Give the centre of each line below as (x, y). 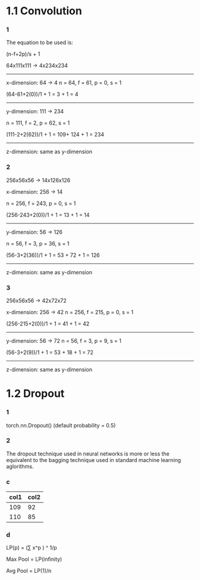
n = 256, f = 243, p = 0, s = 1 (41, 203)
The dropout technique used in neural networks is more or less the (88, 454)
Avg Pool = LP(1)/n (29, 571)
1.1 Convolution (44, 11)
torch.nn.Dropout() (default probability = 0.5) (61, 425)
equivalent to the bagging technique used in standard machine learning (94, 460)
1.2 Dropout (35, 394)
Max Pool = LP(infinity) (34, 559)
